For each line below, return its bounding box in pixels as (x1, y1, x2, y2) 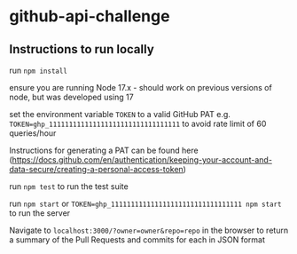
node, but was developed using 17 (9, 91, 135, 102)
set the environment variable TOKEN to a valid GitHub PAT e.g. (9, 109, 231, 119)
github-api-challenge (9, 6, 170, 27)
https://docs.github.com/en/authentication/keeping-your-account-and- (12, 155, 273, 165)
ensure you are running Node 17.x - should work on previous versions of (9, 83, 272, 92)
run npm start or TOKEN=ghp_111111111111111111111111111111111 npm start (9, 198, 282, 209)
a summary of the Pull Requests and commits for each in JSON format (9, 234, 266, 245)
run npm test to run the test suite (9, 181, 129, 192)
